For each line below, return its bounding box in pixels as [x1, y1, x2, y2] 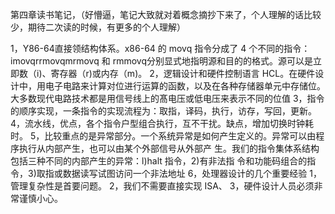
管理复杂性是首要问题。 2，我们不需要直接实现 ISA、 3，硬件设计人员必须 [10, 180, 315, 192]
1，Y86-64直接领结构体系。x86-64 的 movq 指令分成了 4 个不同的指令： [10, 43, 311, 54]
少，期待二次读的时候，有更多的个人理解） [10, 21, 186, 33]
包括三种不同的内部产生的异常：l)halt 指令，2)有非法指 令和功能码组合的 [10, 155, 308, 167]
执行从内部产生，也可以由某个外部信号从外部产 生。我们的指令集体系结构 [18, 143, 320, 154]
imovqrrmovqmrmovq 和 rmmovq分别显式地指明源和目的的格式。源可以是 [10, 55, 313, 67]
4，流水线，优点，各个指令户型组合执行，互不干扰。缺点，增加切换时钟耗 [10, 118, 315, 129]
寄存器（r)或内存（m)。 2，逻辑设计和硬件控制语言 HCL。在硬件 [50, 68, 316, 79]
